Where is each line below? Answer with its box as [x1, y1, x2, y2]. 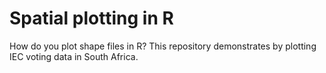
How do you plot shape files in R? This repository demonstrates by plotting [9, 40, 317, 52]
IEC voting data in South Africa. [9, 50, 139, 62]
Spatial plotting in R [9, 7, 174, 30]
